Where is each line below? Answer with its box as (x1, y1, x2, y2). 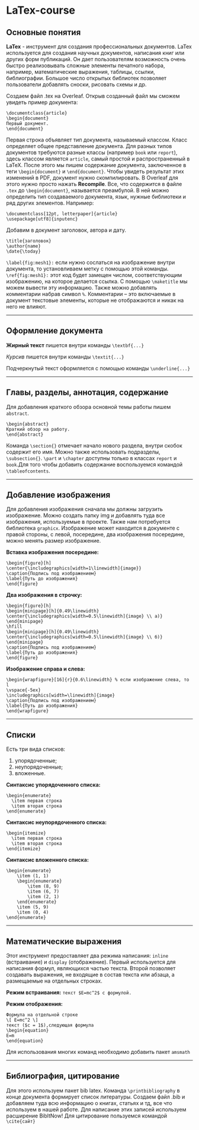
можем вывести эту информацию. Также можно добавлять (6, 284, 158, 291)
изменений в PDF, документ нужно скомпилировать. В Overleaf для (6, 174, 179, 181)
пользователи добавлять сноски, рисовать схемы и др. (6, 81, 147, 88)
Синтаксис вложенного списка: (6, 857, 89, 864)
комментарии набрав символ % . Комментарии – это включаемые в (6, 291, 176, 297)
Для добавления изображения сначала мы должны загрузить (6, 506, 163, 513)
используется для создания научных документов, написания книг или (6, 49, 185, 56)
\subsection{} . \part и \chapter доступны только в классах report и (6, 454, 177, 461)
